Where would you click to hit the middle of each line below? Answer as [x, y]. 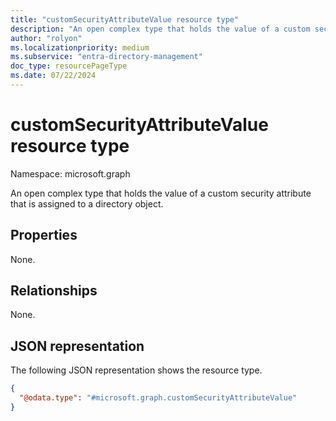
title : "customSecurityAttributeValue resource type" [125, 19]
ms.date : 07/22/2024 [53, 76]
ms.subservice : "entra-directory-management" [106, 57]
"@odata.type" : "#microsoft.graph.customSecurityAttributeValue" [158, 398]
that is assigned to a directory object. [87, 203]
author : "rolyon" [46, 38]
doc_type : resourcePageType [69, 66]
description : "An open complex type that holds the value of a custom [160, 29]
